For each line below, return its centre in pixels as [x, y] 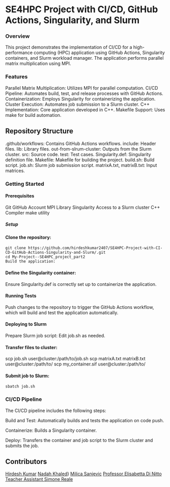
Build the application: [31, 261]
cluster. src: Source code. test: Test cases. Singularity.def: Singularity [78, 154]
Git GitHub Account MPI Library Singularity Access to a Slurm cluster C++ [83, 207]
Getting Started [25, 184]
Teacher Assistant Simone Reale [39, 479]
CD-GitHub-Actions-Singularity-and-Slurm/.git [55, 253]
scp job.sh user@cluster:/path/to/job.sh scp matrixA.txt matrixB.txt [76, 359]
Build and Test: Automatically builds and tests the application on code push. [85, 420]
